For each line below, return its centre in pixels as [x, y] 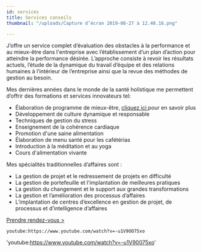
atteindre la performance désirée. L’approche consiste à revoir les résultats [100, 59]
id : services [23, 12]
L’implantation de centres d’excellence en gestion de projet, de [93, 202]
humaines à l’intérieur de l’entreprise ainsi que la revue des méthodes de [97, 71]
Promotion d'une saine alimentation [59, 133]
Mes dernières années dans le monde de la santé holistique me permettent [100, 90]
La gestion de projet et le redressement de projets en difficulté [93, 176]
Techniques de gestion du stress [56, 121]
